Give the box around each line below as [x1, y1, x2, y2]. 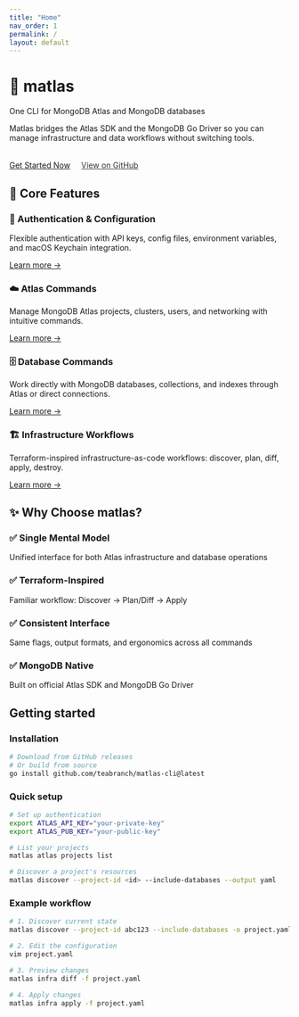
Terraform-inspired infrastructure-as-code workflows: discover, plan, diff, [9, 452, 279, 463]
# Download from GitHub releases [9, 753, 133, 762]
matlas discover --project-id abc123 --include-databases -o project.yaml [9, 925, 293, 935]
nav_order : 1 [9, 21, 58, 30]
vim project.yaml [9, 950, 74, 959]
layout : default [9, 37, 69, 47]
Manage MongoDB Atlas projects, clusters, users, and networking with [9, 306, 269, 317]
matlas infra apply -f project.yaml [9, 998, 145, 1008]
